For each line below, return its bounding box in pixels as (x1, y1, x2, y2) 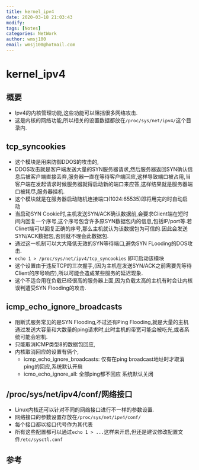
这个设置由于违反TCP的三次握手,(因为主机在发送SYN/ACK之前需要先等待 (14, 262, 192, 269)
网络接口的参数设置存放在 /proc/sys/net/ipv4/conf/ (14, 414, 141, 421)
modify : (6, 20, 25, 26)
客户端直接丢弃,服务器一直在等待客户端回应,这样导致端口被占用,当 (30, 173, 191, 180)
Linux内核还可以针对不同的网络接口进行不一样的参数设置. (14, 406, 155, 413)
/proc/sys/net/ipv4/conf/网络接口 (6, 389, 133, 399)
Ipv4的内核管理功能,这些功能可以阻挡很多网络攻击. (14, 109, 138, 116)
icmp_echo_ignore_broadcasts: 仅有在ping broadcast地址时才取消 (23, 355, 185, 363)
